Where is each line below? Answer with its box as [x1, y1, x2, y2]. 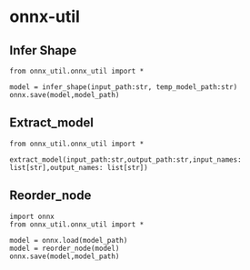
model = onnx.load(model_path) [9, 235, 128, 245]
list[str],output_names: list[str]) [9, 163, 148, 172]
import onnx [9, 212, 55, 221]
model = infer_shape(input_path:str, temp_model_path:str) [9, 83, 238, 92]
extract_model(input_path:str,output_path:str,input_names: [9, 155, 243, 165]
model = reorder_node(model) [9, 244, 120, 253]
